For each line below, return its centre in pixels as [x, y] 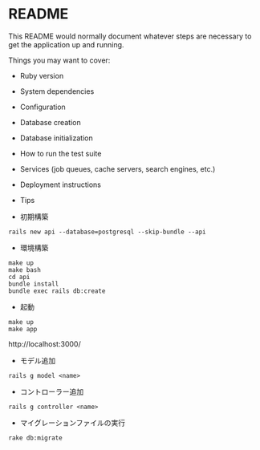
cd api [19, 277]
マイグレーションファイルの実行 [73, 423]
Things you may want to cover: [59, 60]
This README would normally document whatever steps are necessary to [130, 36]
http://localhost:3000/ [45, 344]
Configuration [43, 107]
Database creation [51, 122]
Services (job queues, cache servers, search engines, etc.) [118, 168]
